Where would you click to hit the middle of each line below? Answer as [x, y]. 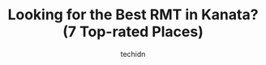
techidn [133, 54]
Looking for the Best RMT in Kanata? [133, 15]
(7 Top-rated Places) [133, 32]
